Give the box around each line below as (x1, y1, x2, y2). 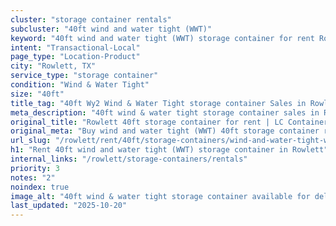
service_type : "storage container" (10, 71, 159, 81)
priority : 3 (10, 163, 60, 173)
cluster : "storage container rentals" (10, 14, 172, 25)
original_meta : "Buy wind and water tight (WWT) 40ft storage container (10, 126, 320, 136)
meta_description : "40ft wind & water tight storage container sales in (10, 107, 320, 118)
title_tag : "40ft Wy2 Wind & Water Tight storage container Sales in (10, 98, 307, 108)
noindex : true (10, 182, 70, 192)
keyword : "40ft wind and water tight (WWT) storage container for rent (10, 33, 315, 43)
